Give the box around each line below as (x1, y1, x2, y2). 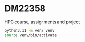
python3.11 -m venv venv (4, 28, 55, 33)
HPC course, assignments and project (4, 19, 80, 25)
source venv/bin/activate (4, 32, 57, 38)
